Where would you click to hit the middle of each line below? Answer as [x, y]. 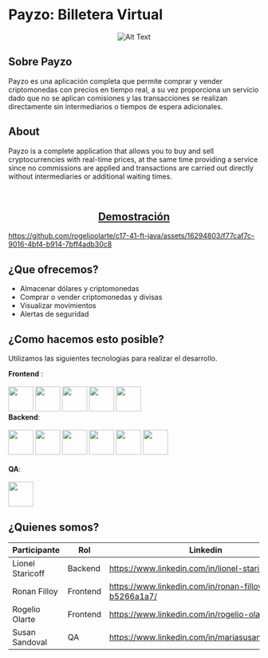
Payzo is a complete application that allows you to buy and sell [111, 151]
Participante [36, 550]
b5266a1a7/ [133, 596]
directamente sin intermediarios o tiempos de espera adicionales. [116, 106]
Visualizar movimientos [58, 305]
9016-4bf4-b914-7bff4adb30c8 [60, 244]
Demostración [134, 217]
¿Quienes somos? [54, 528]
